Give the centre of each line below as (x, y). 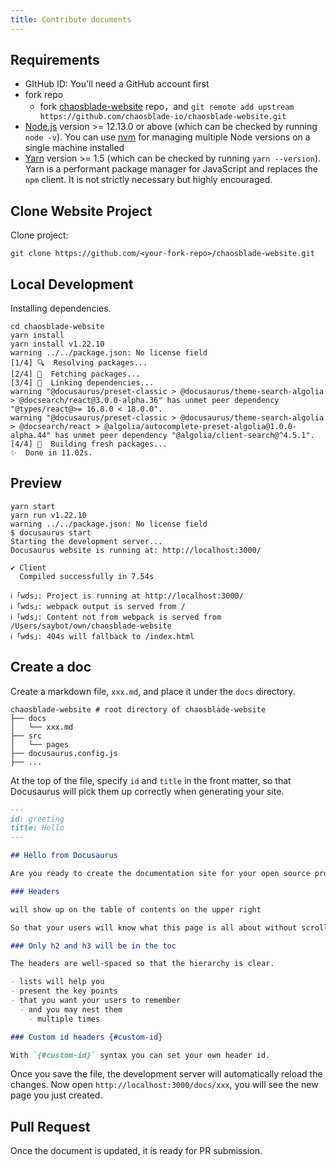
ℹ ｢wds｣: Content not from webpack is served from (116, 617)
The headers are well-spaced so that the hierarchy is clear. (142, 964)
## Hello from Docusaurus (64, 856)
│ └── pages (40, 744)
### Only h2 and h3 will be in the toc (93, 946)
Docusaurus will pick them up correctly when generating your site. (147, 791)
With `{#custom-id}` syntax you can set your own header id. (140, 1055)
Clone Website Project (81, 211)
